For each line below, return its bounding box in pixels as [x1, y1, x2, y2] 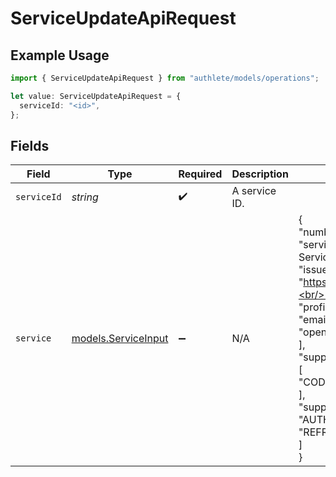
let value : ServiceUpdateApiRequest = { [10, 91, 182, 101]
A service [231, 184, 277, 198]
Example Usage [10, 47, 110, 64]
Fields [10, 137, 50, 154]
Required [178, 167, 223, 181]
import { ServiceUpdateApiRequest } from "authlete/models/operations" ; [10, 73, 320, 83]
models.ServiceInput [71, 332, 169, 346]
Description [231, 167, 289, 181]
